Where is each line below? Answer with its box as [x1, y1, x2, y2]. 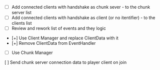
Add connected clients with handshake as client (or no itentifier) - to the [11, 15, 156, 21]
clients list [11, 20, 32, 26]
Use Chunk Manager [11, 50, 53, 55]
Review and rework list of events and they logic [11, 25, 106, 31]
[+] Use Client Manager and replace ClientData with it [11, 35, 119, 41]
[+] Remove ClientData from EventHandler [11, 40, 96, 46]
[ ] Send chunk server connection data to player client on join [4, 59, 127, 65]
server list [11, 10, 32, 16]
